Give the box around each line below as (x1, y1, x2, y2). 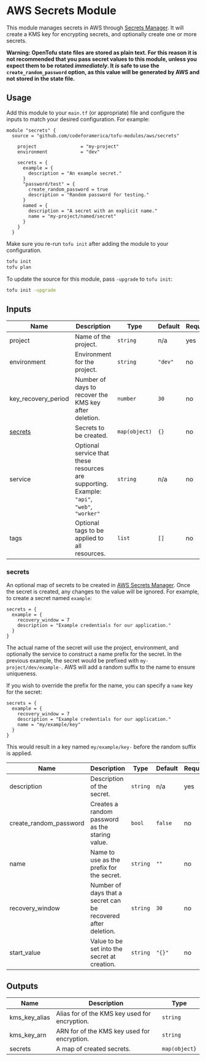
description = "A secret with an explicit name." (28, 208, 158, 214)
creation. (90, 960, 116, 968)
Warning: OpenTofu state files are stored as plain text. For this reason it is (6, 48, 197, 56)
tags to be (74, 527, 104, 535)
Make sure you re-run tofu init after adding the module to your (6, 240, 169, 247)
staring (90, 831, 111, 839)
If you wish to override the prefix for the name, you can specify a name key (6, 682, 193, 690)
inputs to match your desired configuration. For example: (6, 115, 150, 123)
